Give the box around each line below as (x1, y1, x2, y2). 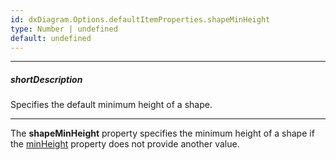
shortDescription (10, 73, 83, 85)
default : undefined (10, 33, 92, 43)
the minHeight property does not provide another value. (10, 138, 240, 150)
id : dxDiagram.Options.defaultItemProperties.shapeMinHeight (10, 14, 271, 25)
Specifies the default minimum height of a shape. (10, 99, 213, 111)
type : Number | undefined (10, 24, 118, 34)
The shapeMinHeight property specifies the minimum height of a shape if (10, 127, 315, 140)
